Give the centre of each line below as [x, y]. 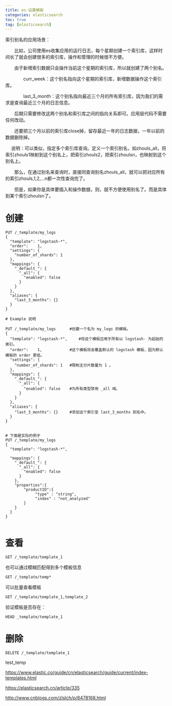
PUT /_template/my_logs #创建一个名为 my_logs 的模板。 [68, 329]
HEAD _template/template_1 [34, 617]
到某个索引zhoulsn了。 [29, 196]
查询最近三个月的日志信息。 [43, 103]
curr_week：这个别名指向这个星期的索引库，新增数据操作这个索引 [92, 79]
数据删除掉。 [19, 137]
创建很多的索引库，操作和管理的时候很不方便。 [77, 57]
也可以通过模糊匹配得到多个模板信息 [44, 567]
